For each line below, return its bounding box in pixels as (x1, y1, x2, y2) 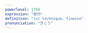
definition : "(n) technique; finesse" (5, 16, 84, 21)
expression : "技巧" (5, 12, 43, 16)
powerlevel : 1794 (5, 7, 40, 12)
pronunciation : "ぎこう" (5, 20, 53, 26)
